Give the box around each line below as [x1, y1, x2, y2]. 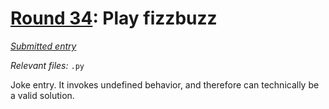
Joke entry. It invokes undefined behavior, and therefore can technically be [10, 78, 320, 91]
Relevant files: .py [10, 59, 85, 71]
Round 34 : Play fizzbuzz [10, 7, 218, 30]
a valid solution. [10, 89, 75, 101]
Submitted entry [10, 40, 77, 52]
